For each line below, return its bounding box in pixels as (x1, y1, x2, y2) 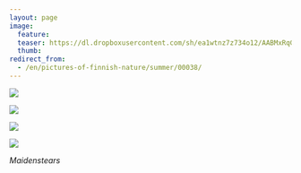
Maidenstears (9, 154, 61, 166)
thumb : (17, 47, 42, 56)
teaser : (17, 38, 47, 48)
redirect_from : (9, 55, 66, 64)
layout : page (9, 13, 58, 22)
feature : (17, 30, 50, 39)
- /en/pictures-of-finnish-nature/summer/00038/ (17, 64, 202, 73)
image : (9, 22, 34, 30)
